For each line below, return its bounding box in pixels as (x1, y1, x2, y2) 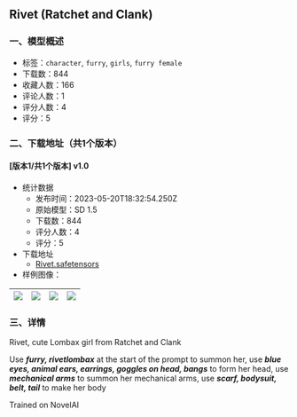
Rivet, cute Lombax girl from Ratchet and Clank (9, 337, 182, 348)
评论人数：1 (21, 90, 65, 101)
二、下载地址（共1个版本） (9, 137, 122, 149)
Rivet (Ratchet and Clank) (9, 7, 153, 22)
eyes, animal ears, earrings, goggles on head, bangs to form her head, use (9, 364, 289, 374)
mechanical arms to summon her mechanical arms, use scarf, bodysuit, (9, 373, 277, 384)
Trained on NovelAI (9, 399, 80, 411)
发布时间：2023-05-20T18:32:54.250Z (35, 193, 178, 203)
